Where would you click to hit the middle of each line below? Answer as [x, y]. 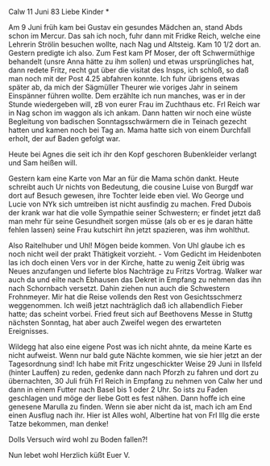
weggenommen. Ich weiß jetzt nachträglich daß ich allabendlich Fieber [126, 305]
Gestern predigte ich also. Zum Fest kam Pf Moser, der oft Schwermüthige [132, 53]
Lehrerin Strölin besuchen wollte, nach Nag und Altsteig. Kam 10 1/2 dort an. [135, 44]
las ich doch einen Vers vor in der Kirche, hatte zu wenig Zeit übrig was [127, 262]
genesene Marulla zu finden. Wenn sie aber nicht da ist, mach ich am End [130, 407]
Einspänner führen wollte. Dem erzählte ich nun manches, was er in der [127, 96]
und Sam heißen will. [43, 163]
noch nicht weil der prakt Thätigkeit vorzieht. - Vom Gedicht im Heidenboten [135, 254]
